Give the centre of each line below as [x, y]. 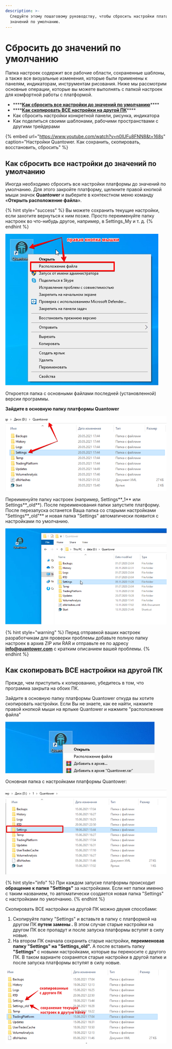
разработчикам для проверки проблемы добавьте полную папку [77, 638]
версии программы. [27, 399]
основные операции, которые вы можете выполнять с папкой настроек [84, 89]
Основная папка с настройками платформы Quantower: [66, 781]
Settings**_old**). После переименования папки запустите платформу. [83, 505]
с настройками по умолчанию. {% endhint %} [55, 899]
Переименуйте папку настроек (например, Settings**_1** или [73, 499]
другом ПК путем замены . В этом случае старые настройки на [83, 925]
